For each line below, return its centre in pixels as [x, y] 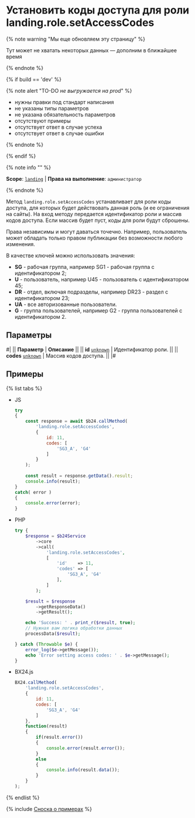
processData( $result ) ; [53, 634]
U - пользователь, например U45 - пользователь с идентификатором [102, 279]
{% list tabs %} [24, 388]
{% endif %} [21, 156]
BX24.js [24, 672]
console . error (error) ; [53, 503]
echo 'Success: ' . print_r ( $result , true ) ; [81, 623]
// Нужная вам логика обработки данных [74, 628]
